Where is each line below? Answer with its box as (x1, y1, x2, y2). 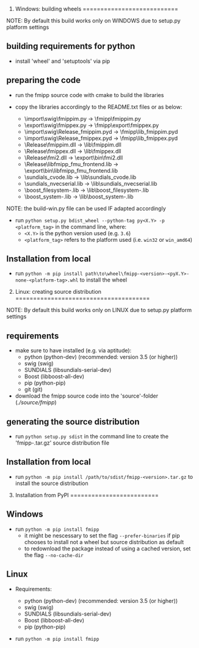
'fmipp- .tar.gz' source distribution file (15, 439, 110, 446)
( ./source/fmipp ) (15, 399, 57, 406)
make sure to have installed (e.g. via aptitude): (15, 347, 132, 354)
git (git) (24, 386, 43, 393)
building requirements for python (6, 41, 136, 51)
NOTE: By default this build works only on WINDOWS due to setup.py (6, 17, 181, 24)
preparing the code (6, 75, 81, 86)
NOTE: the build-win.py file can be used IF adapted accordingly (6, 205, 166, 212)
